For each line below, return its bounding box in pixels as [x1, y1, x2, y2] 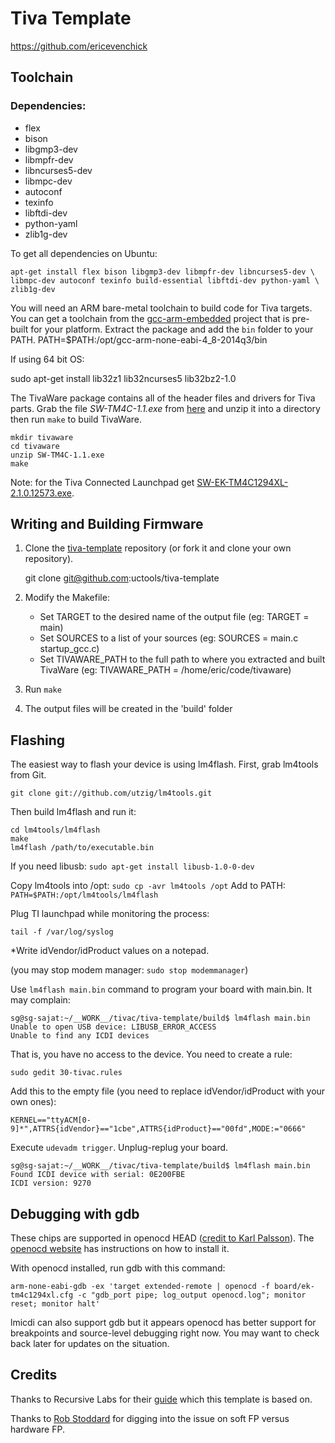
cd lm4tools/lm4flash [10, 825, 101, 836]
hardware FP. [10, 1423, 65, 1435]
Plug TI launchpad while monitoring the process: [10, 908, 210, 920]
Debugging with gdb [10, 1205, 140, 1222]
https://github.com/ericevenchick [10, 40, 148, 52]
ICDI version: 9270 [10, 1178, 92, 1189]
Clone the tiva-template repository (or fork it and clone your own [24, 542, 292, 554]
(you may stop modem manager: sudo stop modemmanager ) [10, 964, 249, 976]
